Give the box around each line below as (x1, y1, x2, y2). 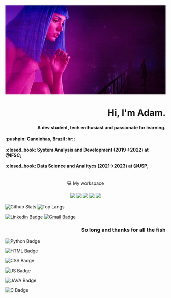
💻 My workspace (67, 180, 104, 186)
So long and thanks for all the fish (81, 226, 166, 233)
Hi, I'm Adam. (107, 107, 166, 119)
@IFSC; (5, 152, 22, 158)
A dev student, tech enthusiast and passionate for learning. (37, 124, 166, 130)
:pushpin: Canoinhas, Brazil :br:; (5, 136, 75, 142)
